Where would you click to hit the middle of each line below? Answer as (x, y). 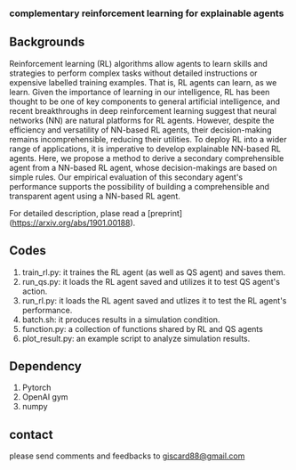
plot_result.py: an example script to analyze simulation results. (136, 338)
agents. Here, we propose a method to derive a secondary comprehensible (147, 158)
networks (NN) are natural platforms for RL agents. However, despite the (142, 120)
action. (35, 291)
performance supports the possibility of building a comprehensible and (139, 186)
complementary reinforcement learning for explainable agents (147, 13)
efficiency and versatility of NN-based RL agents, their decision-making (140, 130)
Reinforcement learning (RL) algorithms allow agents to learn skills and (139, 63)
